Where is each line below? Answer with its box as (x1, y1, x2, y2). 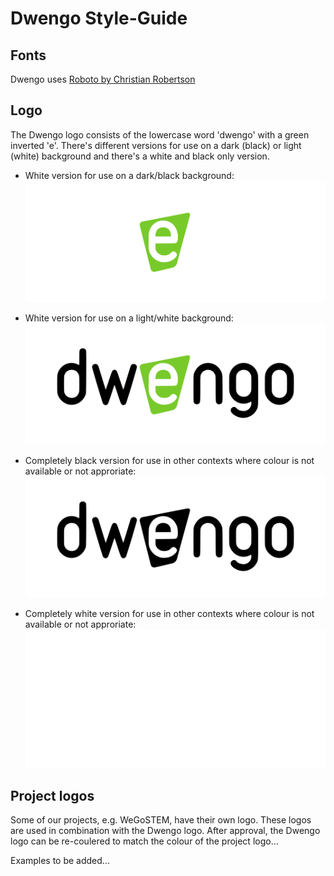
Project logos (10, 787, 95, 804)
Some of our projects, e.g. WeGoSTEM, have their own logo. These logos (10, 814, 312, 826)
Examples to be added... (10, 855, 110, 867)
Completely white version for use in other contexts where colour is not (24, 608, 315, 620)
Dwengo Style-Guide (10, 7, 188, 30)
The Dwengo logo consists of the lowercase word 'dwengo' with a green (10, 128, 310, 141)
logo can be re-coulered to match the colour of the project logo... (10, 835, 279, 847)
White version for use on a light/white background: (24, 312, 234, 324)
